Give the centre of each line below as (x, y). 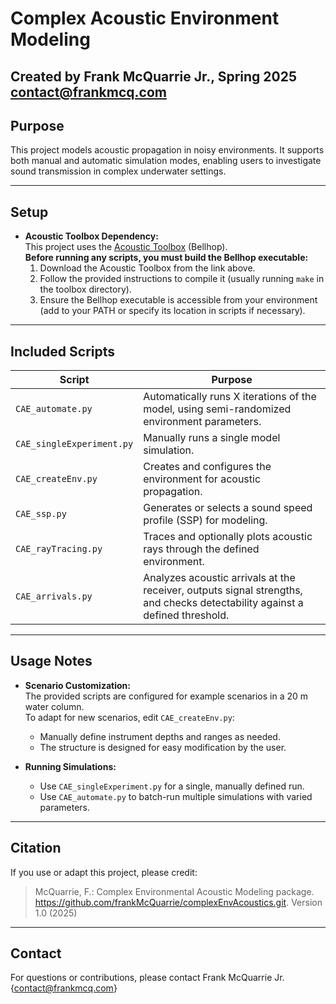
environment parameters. (202, 422)
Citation (36, 848)
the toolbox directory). (85, 289)
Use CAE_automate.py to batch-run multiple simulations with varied (176, 796)
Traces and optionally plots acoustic (228, 537)
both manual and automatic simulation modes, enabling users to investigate (166, 161)
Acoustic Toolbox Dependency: (91, 236)
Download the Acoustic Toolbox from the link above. (147, 268)
